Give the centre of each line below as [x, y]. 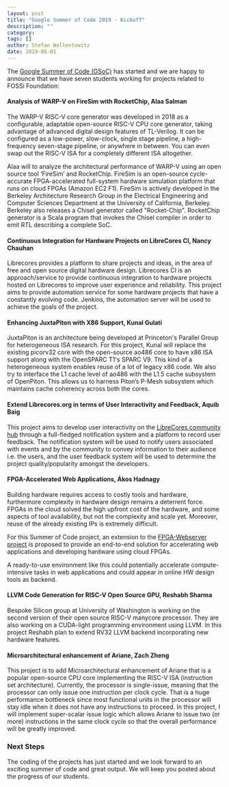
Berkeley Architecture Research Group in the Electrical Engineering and [108, 196]
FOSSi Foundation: [33, 86]
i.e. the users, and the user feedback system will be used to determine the [112, 456]
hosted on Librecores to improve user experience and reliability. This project [114, 285]
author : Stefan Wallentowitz [49, 45]
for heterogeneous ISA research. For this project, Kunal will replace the [107, 345]
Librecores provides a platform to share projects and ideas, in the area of [110, 263]
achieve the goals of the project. [53, 307]
